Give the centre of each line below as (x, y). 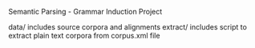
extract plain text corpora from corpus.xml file (84, 36)
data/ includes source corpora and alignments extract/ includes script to (127, 27)
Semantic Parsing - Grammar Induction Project (85, 12)
